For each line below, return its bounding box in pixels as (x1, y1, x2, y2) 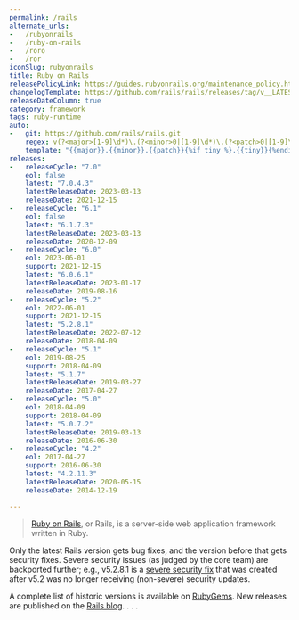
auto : (9, 121, 29, 130)
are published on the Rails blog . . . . (9, 599, 138, 611)
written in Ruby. (30, 527, 89, 538)
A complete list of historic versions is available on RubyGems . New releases (9, 591, 287, 601)
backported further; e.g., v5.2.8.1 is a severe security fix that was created (9, 564, 278, 575)
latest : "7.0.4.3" (25, 179, 93, 188)
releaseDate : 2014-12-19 (25, 485, 117, 495)
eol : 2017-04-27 (25, 452, 86, 462)
